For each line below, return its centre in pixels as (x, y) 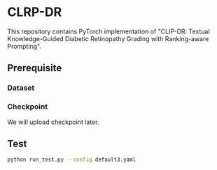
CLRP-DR (35, 12)
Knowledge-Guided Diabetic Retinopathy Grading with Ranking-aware (108, 38)
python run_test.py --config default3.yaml (72, 160)
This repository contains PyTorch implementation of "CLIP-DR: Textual (108, 31)
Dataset (21, 88)
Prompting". (24, 46)
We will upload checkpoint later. (53, 122)
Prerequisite (35, 68)
